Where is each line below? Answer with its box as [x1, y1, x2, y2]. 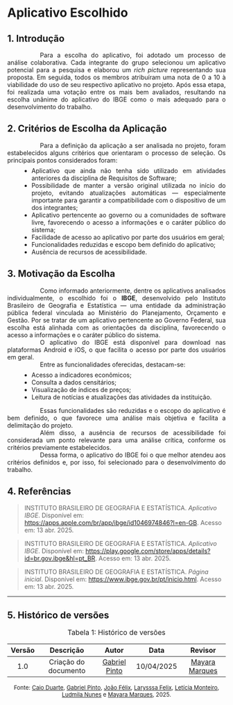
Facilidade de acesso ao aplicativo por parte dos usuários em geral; [31, 233, 225, 241]
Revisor [190, 645, 216, 655]
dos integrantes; [31, 203, 78, 211]
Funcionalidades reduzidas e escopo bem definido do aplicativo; [31, 240, 216, 248]
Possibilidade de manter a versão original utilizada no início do [31, 181, 226, 189]
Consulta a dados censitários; [31, 378, 116, 387]
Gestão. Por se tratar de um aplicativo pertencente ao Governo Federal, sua [7, 316, 226, 324]
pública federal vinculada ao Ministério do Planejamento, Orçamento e [7, 308, 226, 317]
